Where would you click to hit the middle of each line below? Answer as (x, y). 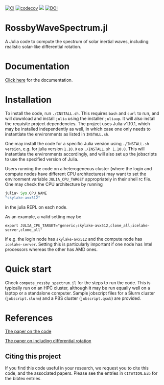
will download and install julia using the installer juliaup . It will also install (80, 118)
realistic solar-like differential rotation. (43, 46)
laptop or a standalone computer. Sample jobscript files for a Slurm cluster (80, 293)
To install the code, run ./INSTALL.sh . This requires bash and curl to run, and (82, 113)
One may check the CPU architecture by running (54, 184)
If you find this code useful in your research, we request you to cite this (77, 368)
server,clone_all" (24, 230)
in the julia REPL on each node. (36, 207)
